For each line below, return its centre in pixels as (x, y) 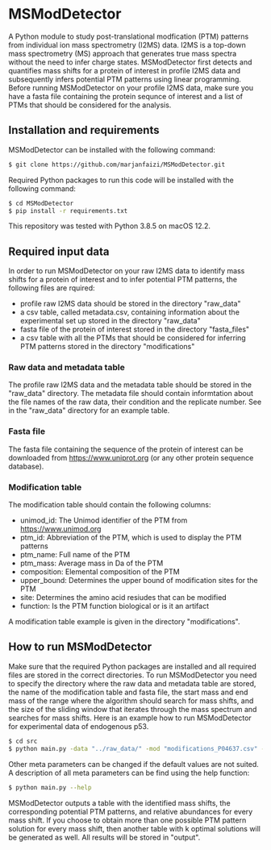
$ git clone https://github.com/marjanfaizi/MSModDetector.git (117, 165)
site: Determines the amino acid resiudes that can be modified (123, 598)
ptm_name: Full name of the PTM (75, 555)
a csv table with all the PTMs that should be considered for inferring (133, 338)
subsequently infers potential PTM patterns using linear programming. (125, 79)
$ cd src (23, 741)
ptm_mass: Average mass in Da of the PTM (92, 563)
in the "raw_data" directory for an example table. (89, 410)
